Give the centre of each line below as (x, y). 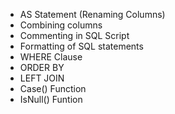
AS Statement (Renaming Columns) (92, 14)
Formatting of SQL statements (81, 46)
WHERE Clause (51, 57)
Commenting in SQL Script (74, 35)
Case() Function (53, 88)
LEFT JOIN (42, 78)
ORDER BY (42, 67)
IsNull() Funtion (51, 99)
